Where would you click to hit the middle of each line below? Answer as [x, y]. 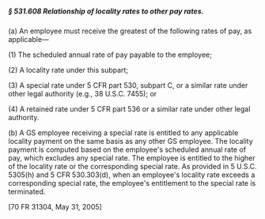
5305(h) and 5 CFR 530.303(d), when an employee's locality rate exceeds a [132, 175]
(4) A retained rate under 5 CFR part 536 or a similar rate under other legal [129, 109]
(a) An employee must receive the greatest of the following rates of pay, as [130, 31]
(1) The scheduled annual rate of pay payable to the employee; [110, 55]
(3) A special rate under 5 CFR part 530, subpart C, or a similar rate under [128, 85]
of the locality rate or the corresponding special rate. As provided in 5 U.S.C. [132, 166]
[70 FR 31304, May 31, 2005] [55, 206]
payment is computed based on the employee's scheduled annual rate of [127, 149]
